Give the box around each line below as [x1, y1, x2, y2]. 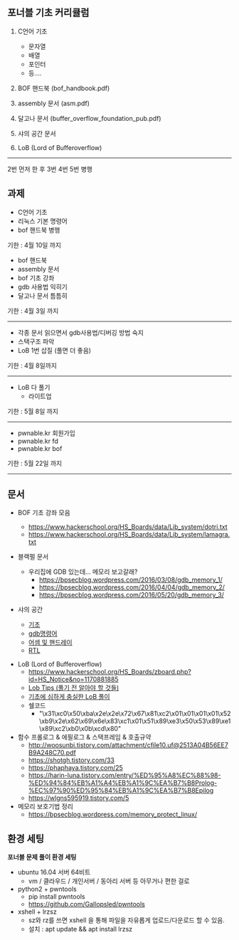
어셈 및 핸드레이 [28, 639, 73, 647]
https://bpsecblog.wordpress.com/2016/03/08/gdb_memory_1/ [38, 575, 223, 584]
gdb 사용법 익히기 [17, 282, 68, 291]
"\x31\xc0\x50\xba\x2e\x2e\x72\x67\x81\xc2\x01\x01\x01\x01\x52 [38, 710, 231, 718]
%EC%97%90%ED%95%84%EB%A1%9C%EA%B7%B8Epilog [28, 786, 214, 795]
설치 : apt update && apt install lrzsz [28, 925, 133, 934]
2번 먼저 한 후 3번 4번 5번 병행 [7, 164, 92, 173]
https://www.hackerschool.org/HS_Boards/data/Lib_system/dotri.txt [28, 523, 228, 531]
